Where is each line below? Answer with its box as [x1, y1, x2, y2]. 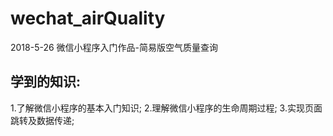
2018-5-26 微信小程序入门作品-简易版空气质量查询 [10, 41, 219, 53]
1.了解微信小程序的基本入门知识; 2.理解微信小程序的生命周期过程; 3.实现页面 [10, 102, 323, 114]
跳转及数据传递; [10, 114, 75, 126]
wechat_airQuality [10, 7, 166, 30]
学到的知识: [10, 73, 82, 91]
